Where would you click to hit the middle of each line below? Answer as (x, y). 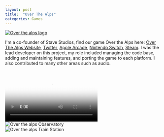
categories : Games (24, 19)
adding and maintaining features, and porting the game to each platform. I (80, 58)
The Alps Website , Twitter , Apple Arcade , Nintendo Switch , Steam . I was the (82, 48)
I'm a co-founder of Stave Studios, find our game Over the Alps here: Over (81, 42)
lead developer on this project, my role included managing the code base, (80, 53)
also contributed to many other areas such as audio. (58, 63)
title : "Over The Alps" (31, 14)
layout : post (18, 10)
